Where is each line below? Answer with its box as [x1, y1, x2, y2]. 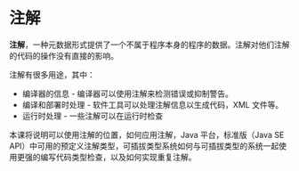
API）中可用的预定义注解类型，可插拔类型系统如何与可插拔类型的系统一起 [9, 140, 279, 151]
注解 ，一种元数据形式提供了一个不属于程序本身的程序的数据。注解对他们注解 [9, 39, 290, 50]
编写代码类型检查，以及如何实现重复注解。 [39, 151, 197, 162]
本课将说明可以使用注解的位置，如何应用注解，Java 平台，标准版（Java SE [9, 129, 285, 140]
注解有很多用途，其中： [9, 69, 95, 80]
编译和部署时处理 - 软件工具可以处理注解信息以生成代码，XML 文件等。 [21, 99, 284, 110]
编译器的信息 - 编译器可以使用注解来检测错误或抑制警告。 [21, 88, 234, 99]
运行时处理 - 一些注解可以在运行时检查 [21, 110, 164, 121]
